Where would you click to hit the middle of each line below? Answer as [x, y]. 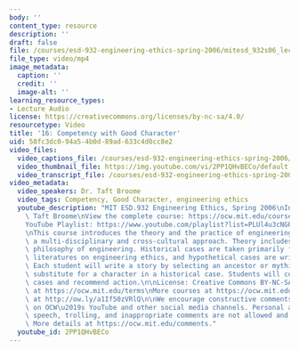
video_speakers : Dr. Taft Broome [79, 191]
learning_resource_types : [57, 100]
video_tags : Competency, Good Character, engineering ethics [133, 200]
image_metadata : [39, 68]
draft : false [33, 42]
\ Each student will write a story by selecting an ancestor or [147, 266]
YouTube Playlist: [59, 224]
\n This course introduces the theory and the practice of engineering [159, 232]
